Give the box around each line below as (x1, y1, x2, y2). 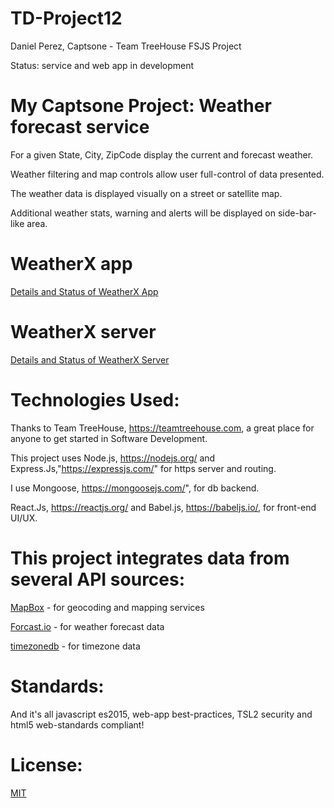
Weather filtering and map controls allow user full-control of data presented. (10, 168, 325, 180)
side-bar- (277, 207, 317, 219)
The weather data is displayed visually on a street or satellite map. (10, 187, 283, 199)
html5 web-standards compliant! (10, 718, 145, 731)
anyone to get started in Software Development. (10, 432, 208, 444)
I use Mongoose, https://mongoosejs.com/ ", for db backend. (10, 482, 260, 494)
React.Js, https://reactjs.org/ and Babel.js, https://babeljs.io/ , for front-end (10, 501, 317, 513)
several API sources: (10, 568, 186, 591)
